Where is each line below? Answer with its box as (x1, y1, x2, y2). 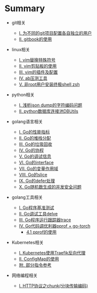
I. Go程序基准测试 (19, 205, 55, 210)
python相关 (11, 91, 35, 98)
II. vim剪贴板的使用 (19, 63, 57, 69)
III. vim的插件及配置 (19, 69, 58, 75)
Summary (4, 3, 45, 14)
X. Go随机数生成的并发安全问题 (19, 184, 81, 189)
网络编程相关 (11, 272, 38, 278)
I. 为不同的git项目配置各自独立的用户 (19, 30, 92, 36)
